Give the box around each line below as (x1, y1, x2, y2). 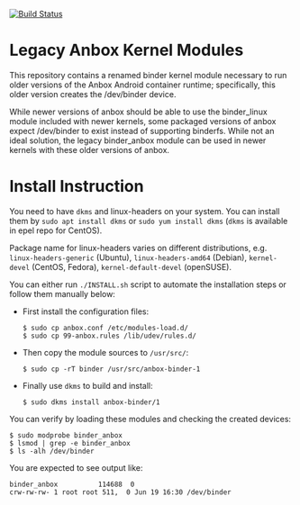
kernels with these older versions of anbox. (9, 144, 169, 155)
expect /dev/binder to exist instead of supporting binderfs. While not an (9, 125, 275, 136)
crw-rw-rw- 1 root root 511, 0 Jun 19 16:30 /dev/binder (9, 487, 232, 497)
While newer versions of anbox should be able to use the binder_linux (9, 106, 268, 117)
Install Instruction (9, 176, 144, 197)
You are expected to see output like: (9, 462, 143, 473)
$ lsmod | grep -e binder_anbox (9, 438, 131, 447)
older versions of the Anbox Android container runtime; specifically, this (9, 79, 277, 90)
